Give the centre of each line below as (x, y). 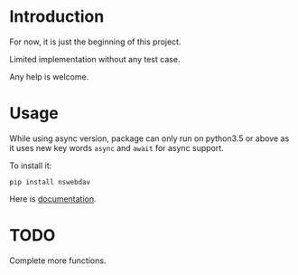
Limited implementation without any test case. (95, 59)
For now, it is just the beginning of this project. (95, 42)
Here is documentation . (53, 199)
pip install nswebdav (50, 182)
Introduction (57, 17)
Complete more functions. (58, 261)
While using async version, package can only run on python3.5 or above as (149, 138)
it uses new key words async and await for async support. (116, 147)
